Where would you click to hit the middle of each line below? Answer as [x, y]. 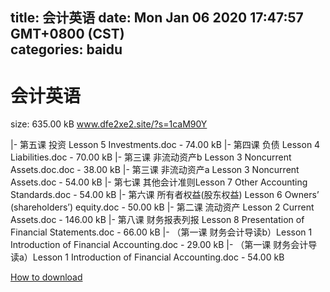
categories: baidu [66, 49]
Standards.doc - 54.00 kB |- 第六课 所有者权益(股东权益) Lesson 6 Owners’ [165, 195]
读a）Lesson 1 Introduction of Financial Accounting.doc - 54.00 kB [147, 257]
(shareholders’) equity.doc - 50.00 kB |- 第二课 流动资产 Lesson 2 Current [162, 207]
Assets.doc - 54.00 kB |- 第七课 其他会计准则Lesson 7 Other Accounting [159, 182]
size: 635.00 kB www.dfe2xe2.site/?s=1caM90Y [109, 124]
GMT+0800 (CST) [67, 34]
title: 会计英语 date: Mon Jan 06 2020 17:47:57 [157, 18]
